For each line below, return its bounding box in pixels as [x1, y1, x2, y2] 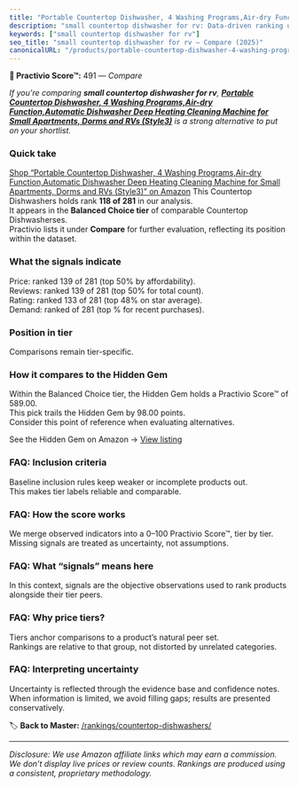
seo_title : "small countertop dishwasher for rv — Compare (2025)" [9, 37, 264, 47]
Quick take [9, 147, 57, 160]
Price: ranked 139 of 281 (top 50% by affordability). [9, 276, 196, 287]
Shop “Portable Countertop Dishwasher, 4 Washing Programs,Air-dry [9, 168, 262, 178]
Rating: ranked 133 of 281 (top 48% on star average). [9, 295, 203, 305]
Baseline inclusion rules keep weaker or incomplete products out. [9, 476, 248, 487]
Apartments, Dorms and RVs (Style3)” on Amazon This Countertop [9, 186, 253, 197]
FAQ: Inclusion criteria [9, 456, 107, 468]
